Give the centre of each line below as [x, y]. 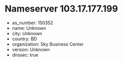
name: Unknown [29, 28]
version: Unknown [31, 49]
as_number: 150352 [33, 23]
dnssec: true [25, 55]
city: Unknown [27, 33]
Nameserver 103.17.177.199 [61, 9]
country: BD [24, 39]
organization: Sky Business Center [48, 44]
